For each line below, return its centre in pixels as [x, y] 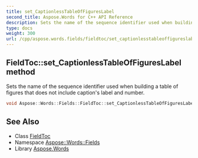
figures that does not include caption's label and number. [75, 93]
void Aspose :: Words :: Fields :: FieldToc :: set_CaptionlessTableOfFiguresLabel [101, 103]
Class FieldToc [33, 136]
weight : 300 [21, 34]
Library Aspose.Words [42, 149]
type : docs [19, 28]
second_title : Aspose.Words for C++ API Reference [70, 17]
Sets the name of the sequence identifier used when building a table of [92, 86]
